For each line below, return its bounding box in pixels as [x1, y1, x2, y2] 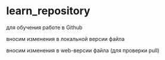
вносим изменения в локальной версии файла [6, 35, 125, 42]
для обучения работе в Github [6, 24, 83, 31]
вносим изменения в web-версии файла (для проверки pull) [6, 46, 160, 54]
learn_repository [6, 4, 91, 18]
